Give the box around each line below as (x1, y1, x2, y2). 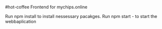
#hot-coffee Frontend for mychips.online (5, 4, 88, 10)
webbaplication (5, 19, 36, 24)
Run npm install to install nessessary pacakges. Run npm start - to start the (5, 14, 158, 19)
